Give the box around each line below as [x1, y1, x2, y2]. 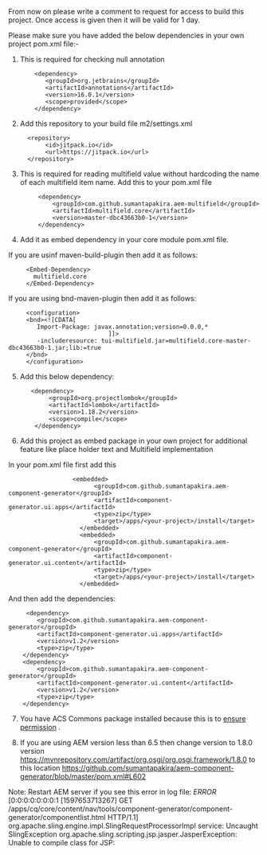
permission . [19, 723, 61, 731]
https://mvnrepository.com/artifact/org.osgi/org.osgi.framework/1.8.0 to [19, 755, 256, 764]
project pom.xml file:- [8, 39, 80, 49]
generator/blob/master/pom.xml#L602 [19, 772, 147, 781]
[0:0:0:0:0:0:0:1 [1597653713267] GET [8, 796, 133, 805]
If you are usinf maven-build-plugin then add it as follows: [8, 250, 198, 260]
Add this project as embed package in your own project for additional [19, 436, 248, 445]
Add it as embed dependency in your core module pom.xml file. [19, 235, 229, 244]
